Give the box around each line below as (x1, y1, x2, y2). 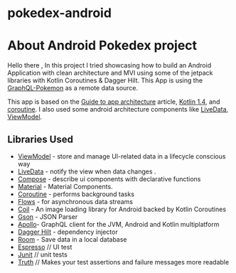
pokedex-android (7, 5, 112, 21)
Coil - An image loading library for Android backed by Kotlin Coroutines (17, 205, 226, 213)
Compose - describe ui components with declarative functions (17, 174, 201, 183)
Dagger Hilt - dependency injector (17, 227, 119, 236)
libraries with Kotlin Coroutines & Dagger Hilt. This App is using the (7, 76, 203, 85)
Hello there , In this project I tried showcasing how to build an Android (7, 61, 212, 70)
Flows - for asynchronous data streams (17, 197, 134, 205)
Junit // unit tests (17, 250, 68, 259)
